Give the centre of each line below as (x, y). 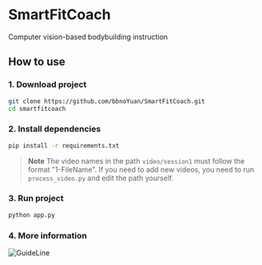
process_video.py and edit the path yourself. (101, 178)
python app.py (32, 215)
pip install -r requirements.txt (64, 145)
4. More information (48, 235)
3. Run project (36, 199)
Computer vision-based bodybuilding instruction (88, 37)
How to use (37, 62)
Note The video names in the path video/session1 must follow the (136, 160)
